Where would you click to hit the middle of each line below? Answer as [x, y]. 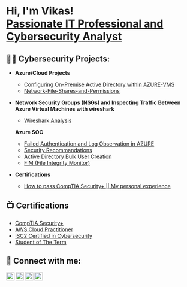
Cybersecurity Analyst [64, 37]
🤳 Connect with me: [43, 261]
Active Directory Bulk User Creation [68, 156]
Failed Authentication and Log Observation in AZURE [89, 144]
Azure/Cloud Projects [42, 73]
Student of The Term [40, 242]
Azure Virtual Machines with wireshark [65, 109]
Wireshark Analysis [48, 120]
